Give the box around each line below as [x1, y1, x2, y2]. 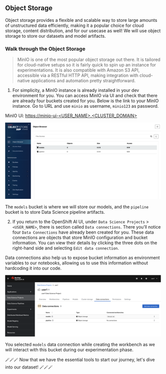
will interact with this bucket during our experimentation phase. [5, 347, 134, 353]
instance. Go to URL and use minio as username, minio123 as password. [12, 103, 159, 109]
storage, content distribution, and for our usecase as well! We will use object [5, 27, 161, 34]
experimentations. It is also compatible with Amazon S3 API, [17, 67, 140, 73]
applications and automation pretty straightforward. [31, 78, 136, 84]
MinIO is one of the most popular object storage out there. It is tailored [17, 57, 161, 62]
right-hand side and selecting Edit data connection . [12, 245, 120, 251]
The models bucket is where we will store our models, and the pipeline [5, 203, 149, 210]
